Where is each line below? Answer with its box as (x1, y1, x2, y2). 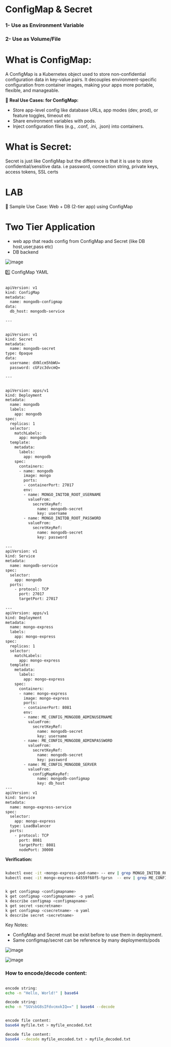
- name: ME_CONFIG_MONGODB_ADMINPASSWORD (23, 738, 113, 743)
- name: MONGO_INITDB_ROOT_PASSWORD (23, 516, 101, 521)
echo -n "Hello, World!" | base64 (5, 990, 79, 996)
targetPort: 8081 (18, 842, 56, 847)
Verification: (5, 857, 33, 863)
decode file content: (5, 1032, 51, 1037)
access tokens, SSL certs (5, 169, 59, 175)
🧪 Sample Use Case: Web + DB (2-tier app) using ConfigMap (5, 203, 133, 209)
